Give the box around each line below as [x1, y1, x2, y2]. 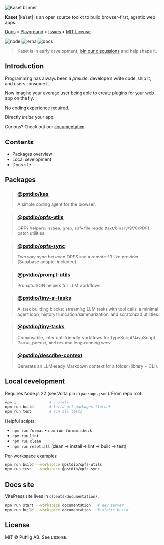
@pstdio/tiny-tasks [17, 323, 65, 330]
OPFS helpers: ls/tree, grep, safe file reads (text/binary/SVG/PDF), [17, 225, 151, 231]
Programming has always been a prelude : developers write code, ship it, [5, 75, 151, 81]
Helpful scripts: [5, 418, 36, 424]
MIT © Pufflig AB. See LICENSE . [5, 534, 68, 540]
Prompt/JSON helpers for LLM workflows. [17, 283, 102, 288]
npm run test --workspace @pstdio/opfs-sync [5, 467, 100, 472]
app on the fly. [5, 95, 34, 101]
